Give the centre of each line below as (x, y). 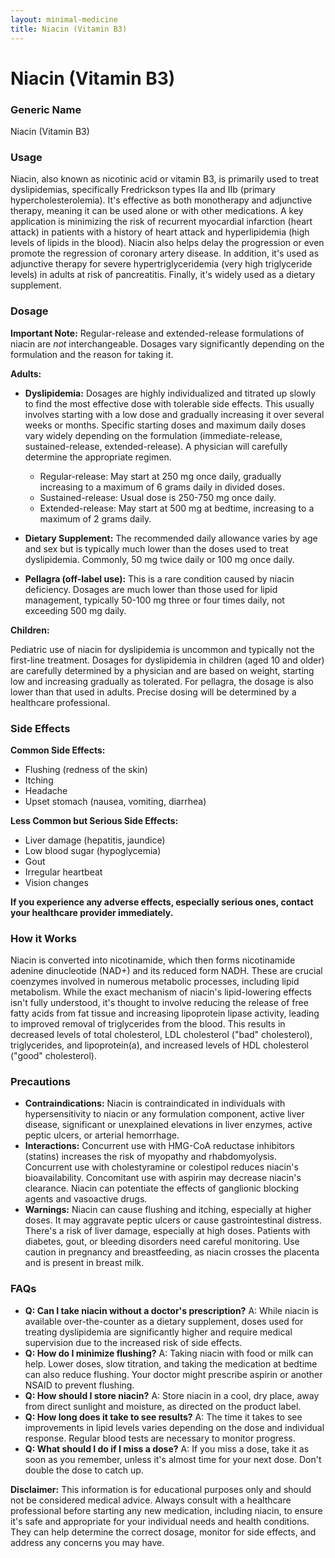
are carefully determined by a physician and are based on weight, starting (162, 670)
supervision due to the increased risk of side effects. (133, 1342)
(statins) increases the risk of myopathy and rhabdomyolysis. (150, 1157)
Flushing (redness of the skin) (86, 769)
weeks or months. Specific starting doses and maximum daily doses (165, 425)
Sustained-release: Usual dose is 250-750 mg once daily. (158, 497)
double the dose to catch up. (84, 1470)
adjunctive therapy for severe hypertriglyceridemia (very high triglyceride (161, 264)
